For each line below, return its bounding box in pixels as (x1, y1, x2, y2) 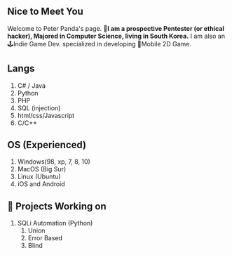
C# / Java (17, 81, 46, 90)
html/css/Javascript (17, 111, 75, 119)
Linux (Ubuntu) (17, 172, 61, 181)
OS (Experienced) (7, 139, 86, 151)
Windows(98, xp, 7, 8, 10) (17, 157, 91, 166)
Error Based (27, 234, 63, 242)
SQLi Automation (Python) (17, 219, 93, 228)
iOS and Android (17, 180, 65, 188)
